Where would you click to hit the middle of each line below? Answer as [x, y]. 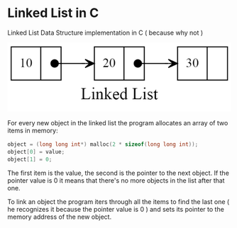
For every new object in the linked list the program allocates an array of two [118, 122]
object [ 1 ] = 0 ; [30, 159]
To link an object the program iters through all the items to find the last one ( [118, 201]
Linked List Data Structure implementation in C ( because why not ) [105, 33]
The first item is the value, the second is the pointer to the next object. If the [118, 173]
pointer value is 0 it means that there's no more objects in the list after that [116, 180]
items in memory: [33, 130]
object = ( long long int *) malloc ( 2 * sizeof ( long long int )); [103, 144]
